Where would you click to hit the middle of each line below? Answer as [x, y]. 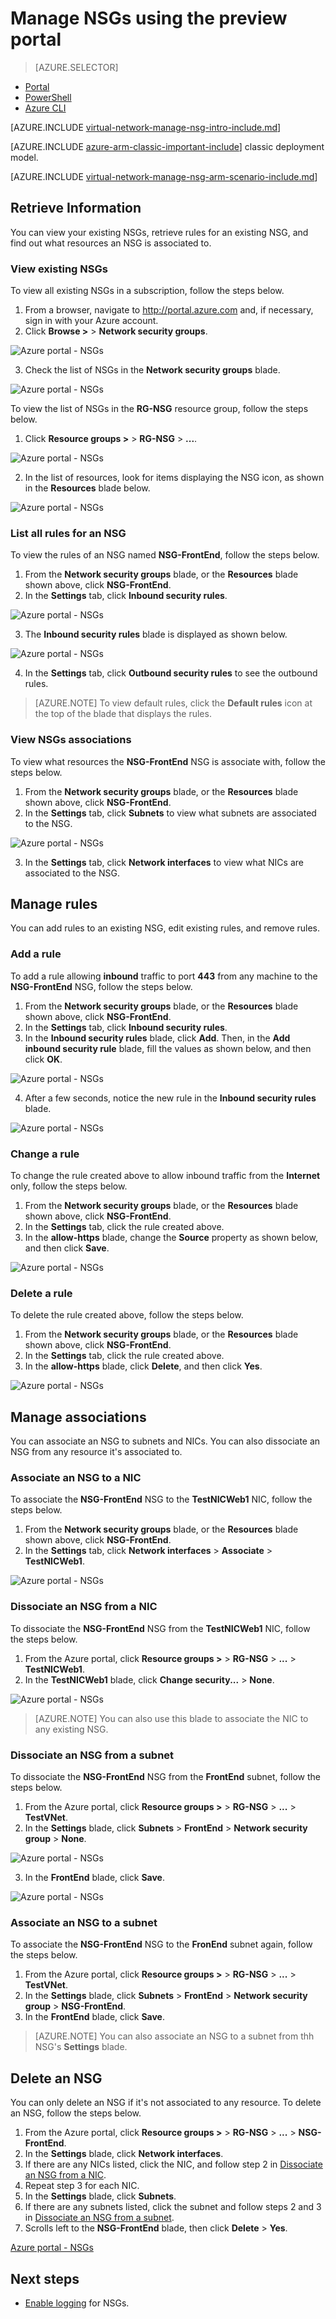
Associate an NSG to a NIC [76, 1478]
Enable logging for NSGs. [77, 2303]
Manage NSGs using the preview [149, 18]
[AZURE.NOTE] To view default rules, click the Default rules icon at [173, 703]
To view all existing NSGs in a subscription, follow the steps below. [147, 291]
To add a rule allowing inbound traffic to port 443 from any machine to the [164, 976]
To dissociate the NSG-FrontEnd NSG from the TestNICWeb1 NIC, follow [160, 1628]
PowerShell [48, 97]
